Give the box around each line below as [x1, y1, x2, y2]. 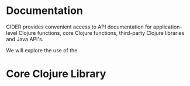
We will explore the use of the [6, 46, 78, 53]
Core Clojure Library [6, 67, 106, 81]
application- [153, 23, 182, 30]
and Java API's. [6, 35, 44, 42]
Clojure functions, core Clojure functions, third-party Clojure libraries [18, 29, 185, 36]
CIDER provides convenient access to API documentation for [6, 23, 152, 30]
